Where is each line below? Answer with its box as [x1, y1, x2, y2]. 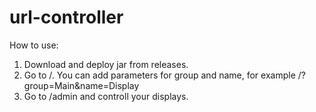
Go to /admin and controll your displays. [23, 90, 189, 102]
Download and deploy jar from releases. [23, 58, 189, 70]
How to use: [9, 39, 59, 51]
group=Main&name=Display [23, 79, 140, 91]
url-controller [9, 6, 124, 29]
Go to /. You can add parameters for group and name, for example [23, 69, 296, 81]
